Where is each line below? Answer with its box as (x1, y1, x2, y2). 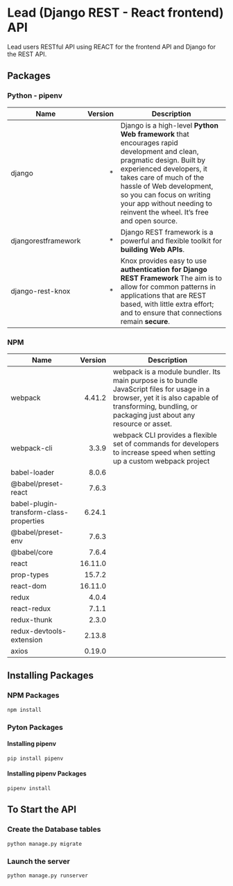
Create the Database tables (7, 824, 101, 834)
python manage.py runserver (7, 872, 89, 879)
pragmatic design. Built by (120, 155, 206, 164)
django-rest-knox (10, 286, 71, 296)
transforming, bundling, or (113, 401, 198, 411)
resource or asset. (113, 418, 172, 428)
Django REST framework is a (120, 227, 214, 237)
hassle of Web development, (120, 181, 214, 191)
